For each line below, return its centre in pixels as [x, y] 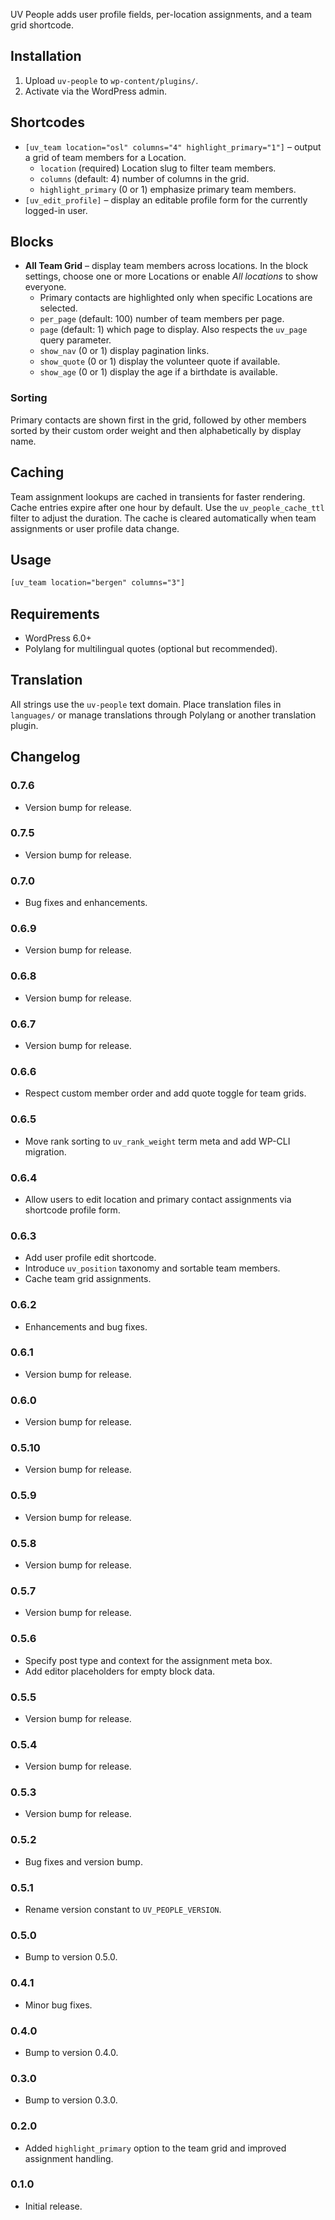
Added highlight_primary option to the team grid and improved [155, 2148]
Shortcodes [47, 122]
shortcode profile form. [72, 1210]
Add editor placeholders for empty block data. [120, 1671]
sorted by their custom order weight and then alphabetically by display [156, 430]
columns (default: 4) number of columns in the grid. [144, 178]
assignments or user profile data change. [95, 528]
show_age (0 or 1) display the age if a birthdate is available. [158, 372]
